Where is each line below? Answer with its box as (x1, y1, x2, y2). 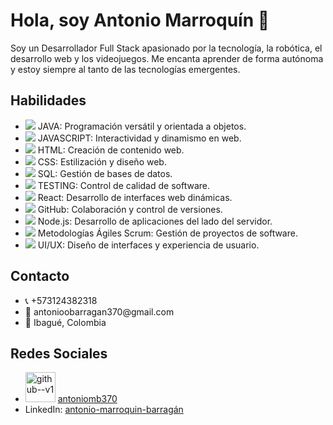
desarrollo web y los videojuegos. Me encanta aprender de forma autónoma (10, 52, 324, 64)
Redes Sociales (10, 345, 108, 362)
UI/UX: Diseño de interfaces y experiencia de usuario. (37, 239, 260, 251)
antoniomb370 (57, 393, 118, 405)
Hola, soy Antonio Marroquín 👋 (10, 9, 270, 32)
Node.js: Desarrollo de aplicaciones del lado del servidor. (37, 215, 273, 227)
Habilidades (10, 92, 87, 109)
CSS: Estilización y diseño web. (37, 155, 167, 168)
